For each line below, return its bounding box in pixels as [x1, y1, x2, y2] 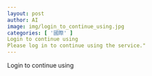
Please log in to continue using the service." [7, 42, 146, 49]
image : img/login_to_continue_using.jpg [7, 23, 125, 30]
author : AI [7, 17, 39, 23]
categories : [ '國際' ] [7, 29, 74, 37]
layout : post [7, 10, 45, 17]
